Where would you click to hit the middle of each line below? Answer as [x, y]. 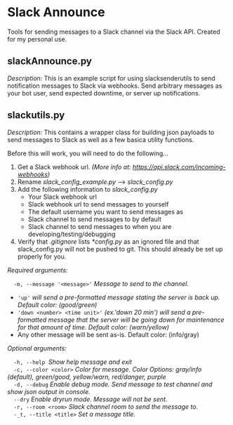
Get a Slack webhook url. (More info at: [74, 166]
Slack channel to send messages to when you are [100, 226]
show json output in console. [49, 391]
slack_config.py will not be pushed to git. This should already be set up [120, 249]
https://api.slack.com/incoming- [179, 166]
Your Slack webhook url [62, 197]
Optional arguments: [37, 348]
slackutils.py [36, 116]
